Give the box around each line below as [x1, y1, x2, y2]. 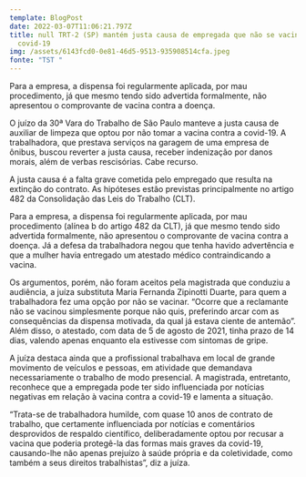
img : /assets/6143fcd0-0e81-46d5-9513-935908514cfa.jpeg [9, 47, 230, 56]
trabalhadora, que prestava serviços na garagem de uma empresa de [9, 137, 270, 147]
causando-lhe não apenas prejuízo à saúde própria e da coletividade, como [9, 448, 293, 458]
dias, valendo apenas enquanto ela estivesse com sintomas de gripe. [9, 335, 269, 346]
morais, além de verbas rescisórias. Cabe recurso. [9, 157, 199, 167]
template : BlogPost [9, 13, 84, 23]
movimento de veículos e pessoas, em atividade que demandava [9, 362, 253, 373]
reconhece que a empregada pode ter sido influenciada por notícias [9, 381, 265, 392]
